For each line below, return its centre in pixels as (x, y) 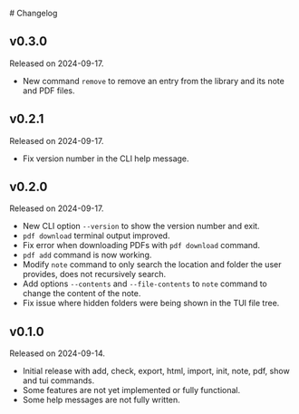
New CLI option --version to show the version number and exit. (141, 226)
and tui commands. (58, 380)
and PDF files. (48, 91)
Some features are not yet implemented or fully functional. (131, 390)
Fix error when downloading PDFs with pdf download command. (141, 246)
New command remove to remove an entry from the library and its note (154, 81)
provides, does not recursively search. (94, 274)
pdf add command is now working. (87, 255)
